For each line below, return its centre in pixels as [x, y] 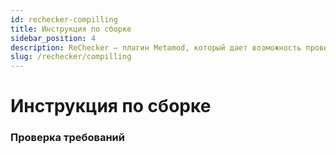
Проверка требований [67, 138]
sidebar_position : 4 [53, 38]
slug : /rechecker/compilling [71, 57]
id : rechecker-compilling [64, 19]
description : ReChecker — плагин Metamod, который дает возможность [156, 47]
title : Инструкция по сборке [71, 29]
